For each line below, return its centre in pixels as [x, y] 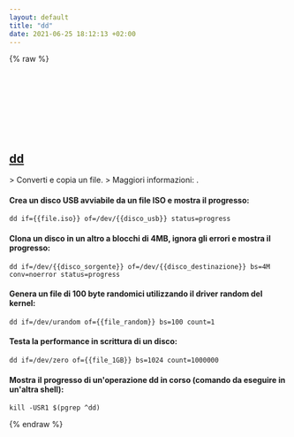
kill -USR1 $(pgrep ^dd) [55, 408]
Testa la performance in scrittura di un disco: [94, 341]
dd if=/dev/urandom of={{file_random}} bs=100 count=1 [112, 322]
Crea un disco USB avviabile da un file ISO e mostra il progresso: [129, 200]
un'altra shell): [37, 389]
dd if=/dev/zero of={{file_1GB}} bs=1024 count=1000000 [114, 360]
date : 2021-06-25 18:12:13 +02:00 [73, 34]
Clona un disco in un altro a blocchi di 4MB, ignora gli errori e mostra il [140, 238]
